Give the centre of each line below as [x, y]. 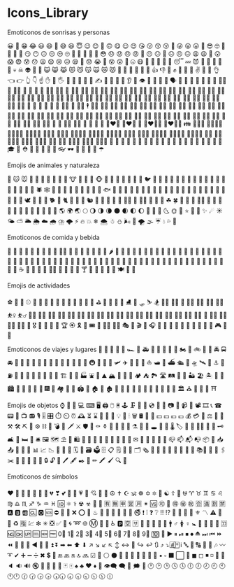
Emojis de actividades [39, 285]
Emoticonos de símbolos [43, 476]
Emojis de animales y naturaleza [53, 165]
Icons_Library [48, 13]
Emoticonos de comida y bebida [53, 237]
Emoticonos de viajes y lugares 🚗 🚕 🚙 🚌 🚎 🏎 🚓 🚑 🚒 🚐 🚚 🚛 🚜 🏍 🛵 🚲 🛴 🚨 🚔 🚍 [117, 349]
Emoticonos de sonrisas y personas [59, 32]
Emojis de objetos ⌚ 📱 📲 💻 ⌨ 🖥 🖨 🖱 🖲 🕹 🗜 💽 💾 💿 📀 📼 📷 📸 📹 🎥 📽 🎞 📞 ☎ [115, 405]
